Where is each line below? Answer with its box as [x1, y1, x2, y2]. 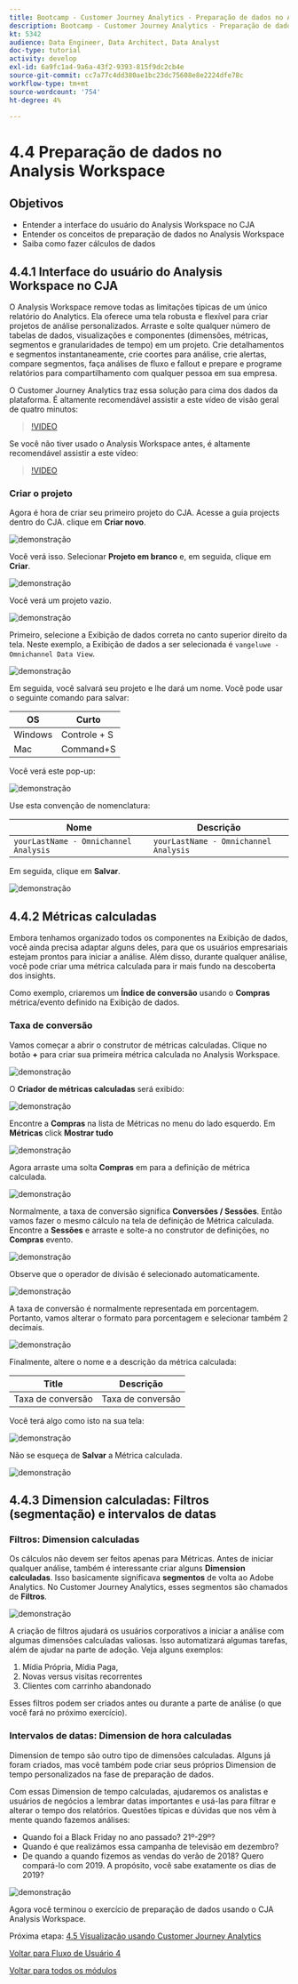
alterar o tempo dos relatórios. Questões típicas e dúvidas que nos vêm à [9, 1804, 277, 1815]
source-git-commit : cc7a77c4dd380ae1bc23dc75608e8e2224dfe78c [9, 71, 244, 80]
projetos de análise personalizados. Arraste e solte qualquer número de [9, 321, 271, 332]
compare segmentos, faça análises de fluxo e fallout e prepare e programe [9, 358, 282, 369]
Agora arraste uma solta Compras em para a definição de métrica [9, 1161, 250, 1172]
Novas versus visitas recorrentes [21, 1671, 143, 1682]
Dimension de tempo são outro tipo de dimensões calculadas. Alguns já [9, 1749, 271, 1761]
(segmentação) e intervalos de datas [9, 1506, 217, 1522]
